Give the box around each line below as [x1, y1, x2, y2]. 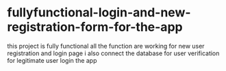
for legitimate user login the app [7, 56, 97, 64]
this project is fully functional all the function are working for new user [7, 42, 205, 50]
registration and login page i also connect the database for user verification [7, 49, 220, 57]
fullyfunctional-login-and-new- [7, 5, 191, 20]
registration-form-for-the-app [7, 19, 183, 35]
